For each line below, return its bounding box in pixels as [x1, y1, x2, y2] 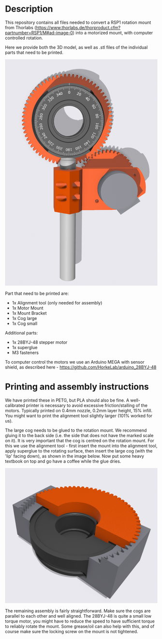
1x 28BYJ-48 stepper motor [12, 339, 68, 345]
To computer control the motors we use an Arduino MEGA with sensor [5, 359, 145, 365]
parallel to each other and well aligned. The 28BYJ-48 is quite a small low [5, 613, 152, 619]
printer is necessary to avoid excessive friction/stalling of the [26, 402, 147, 408]
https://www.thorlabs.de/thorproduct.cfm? [36, 24, 121, 30]
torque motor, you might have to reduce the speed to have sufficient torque [5, 618, 155, 624]
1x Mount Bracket [12, 310, 47, 316]
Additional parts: [5, 330, 38, 336]
